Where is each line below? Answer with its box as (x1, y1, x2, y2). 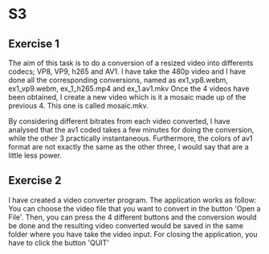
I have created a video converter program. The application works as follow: (8, 195, 257, 205)
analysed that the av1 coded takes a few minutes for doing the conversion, (8, 125, 255, 134)
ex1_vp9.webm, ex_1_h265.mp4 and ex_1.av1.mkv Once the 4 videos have (8, 84, 250, 93)
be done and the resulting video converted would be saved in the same (8, 220, 243, 230)
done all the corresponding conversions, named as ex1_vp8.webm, (8, 76, 229, 84)
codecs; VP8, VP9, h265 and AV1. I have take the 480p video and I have (8, 67, 247, 76)
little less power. (8, 150, 63, 160)
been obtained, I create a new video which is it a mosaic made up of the (8, 92, 247, 101)
